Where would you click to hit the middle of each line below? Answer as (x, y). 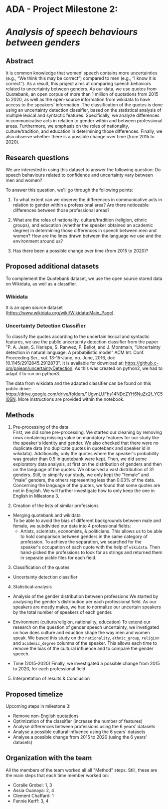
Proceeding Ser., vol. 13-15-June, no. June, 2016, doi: (60, 358)
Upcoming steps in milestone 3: (38, 706)
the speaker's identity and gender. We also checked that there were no (86, 443)
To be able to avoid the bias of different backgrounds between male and (87, 521)
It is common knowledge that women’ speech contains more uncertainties (82, 73)
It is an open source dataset (34, 307)
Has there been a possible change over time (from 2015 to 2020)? (81, 251)
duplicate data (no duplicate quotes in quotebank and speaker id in (82, 448)
